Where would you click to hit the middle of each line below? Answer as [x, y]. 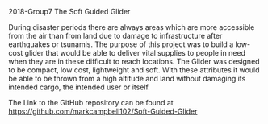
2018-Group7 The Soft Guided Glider [69, 12]
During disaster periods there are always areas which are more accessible [132, 27]
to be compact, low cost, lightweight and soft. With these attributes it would [134, 70]
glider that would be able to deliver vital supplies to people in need [135, 53]
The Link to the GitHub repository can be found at [91, 103]
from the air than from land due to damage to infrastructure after [115, 36]
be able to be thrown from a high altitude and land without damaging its [127, 79]
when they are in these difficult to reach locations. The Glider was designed [134, 61]
